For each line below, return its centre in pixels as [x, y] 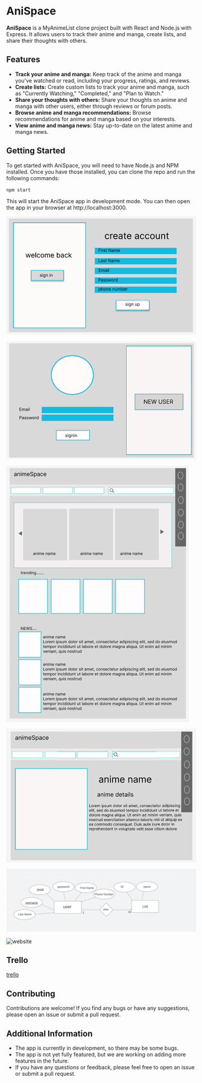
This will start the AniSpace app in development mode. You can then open [98, 201]
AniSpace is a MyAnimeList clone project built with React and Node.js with [99, 28]
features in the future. [42, 1061]
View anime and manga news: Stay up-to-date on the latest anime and [104, 125]
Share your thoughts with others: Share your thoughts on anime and [101, 99]
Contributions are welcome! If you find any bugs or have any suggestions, [98, 1008]
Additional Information [49, 1033]
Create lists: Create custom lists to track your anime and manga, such [102, 87]
